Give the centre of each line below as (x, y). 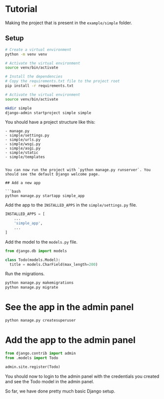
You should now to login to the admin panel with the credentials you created (82, 376)
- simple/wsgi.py (23, 144)
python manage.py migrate (32, 288)
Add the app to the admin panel (70, 340)
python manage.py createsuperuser (41, 321)
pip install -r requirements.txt (39, 86)
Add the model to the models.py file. (41, 242)
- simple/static (22, 153)
